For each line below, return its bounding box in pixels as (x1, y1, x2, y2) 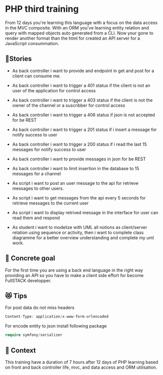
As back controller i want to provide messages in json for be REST (12, 156, 146, 162)
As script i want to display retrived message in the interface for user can (12, 209, 159, 215)
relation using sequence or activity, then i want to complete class (12, 229, 144, 235)
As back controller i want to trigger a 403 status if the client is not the (12, 97, 153, 103)
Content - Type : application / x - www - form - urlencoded (5, 314, 109, 319)
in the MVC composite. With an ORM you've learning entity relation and (5, 25, 149, 30)
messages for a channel (12, 171, 61, 176)
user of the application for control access (12, 87, 96, 94)
